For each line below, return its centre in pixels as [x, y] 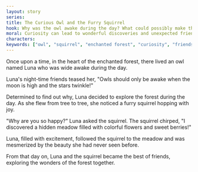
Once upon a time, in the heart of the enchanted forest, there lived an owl [95, 61]
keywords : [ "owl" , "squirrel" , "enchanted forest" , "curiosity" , [88, 45]
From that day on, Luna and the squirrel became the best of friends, [88, 156]
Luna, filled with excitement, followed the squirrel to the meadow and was [95, 138]
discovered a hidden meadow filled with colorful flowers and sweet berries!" [99, 127]
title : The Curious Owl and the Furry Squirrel [66, 22]
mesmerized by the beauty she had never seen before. [73, 145]
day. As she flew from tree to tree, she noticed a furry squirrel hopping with [98, 103]
